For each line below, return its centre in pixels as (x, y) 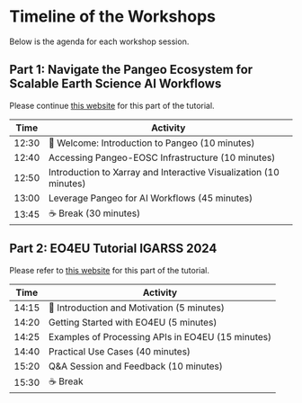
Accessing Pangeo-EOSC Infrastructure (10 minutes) (162, 157)
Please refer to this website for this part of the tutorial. (109, 270)
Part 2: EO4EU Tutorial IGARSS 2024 (113, 249)
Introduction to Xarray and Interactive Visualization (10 (164, 172)
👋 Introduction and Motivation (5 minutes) (136, 308)
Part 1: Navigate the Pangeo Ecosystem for (131, 70)
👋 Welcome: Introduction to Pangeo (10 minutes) (151, 143)
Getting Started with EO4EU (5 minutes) (133, 322)
